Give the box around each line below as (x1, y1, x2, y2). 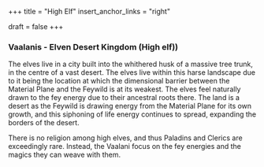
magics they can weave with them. (8, 150, 121, 160)
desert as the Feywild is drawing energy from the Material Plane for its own (8, 102, 252, 111)
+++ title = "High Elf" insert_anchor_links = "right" (8, 7, 171, 16)
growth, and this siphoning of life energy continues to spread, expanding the (8, 109, 257, 119)
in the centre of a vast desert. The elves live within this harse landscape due (8, 68, 256, 77)
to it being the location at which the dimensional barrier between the (8, 76, 230, 86)
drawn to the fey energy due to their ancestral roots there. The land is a (8, 93, 240, 102)
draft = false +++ (8, 22, 64, 31)
